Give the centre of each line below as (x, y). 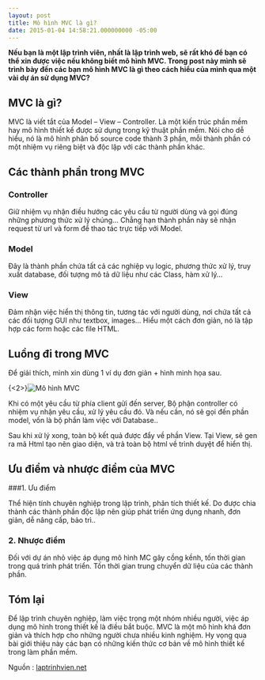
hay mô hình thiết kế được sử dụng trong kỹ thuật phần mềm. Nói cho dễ (126, 130)
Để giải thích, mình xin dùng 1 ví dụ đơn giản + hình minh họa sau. (115, 373)
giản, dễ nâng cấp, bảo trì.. (52, 520)
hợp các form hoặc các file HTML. (64, 329)
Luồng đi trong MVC (59, 354)
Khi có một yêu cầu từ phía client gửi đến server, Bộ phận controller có (123, 403)
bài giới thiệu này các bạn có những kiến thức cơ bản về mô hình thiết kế (127, 644)
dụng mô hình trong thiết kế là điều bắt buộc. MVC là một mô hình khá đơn (129, 627)
